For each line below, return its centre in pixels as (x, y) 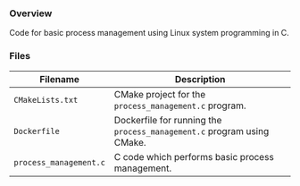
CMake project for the (160, 94)
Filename (60, 79)
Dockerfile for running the (168, 120)
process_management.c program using (192, 131)
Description (200, 79)
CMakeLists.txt (46, 100)
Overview (31, 13)
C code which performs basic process (194, 156)
